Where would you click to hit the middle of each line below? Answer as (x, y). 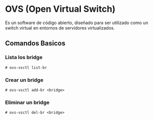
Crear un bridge (24, 80)
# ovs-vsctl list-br (26, 67)
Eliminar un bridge (27, 102)
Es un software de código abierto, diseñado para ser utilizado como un (77, 23)
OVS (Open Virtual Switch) (60, 9)
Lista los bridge (24, 58)
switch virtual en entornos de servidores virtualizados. (60, 28)
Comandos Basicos (35, 44)
